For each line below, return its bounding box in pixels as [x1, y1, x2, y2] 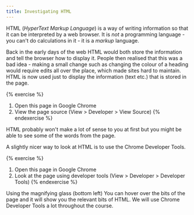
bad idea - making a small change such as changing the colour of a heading [6, 61, 189, 68]
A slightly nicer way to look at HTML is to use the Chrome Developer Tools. [6, 143, 186, 150]
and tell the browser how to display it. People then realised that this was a [6, 54, 183, 61]
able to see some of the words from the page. [6, 132, 116, 139]
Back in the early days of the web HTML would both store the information [6, 48, 182, 56]
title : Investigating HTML [6, 8, 72, 15]
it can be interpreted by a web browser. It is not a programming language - [6, 30, 185, 38]
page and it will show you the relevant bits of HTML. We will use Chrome [6, 196, 180, 203]
